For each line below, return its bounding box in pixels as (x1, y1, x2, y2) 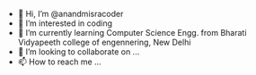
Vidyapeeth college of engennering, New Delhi (17, 37, 191, 47)
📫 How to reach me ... (17, 56, 102, 67)
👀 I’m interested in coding (17, 18, 113, 29)
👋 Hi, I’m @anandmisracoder (17, 9, 124, 19)
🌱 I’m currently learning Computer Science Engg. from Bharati (17, 28, 247, 37)
